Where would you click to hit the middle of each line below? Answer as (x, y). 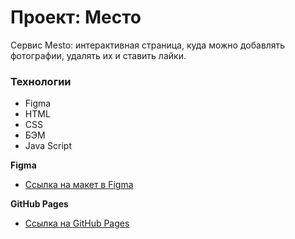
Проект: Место (76, 17)
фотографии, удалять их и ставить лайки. (98, 55)
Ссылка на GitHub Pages (77, 223)
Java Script (48, 146)
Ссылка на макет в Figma (79, 185)
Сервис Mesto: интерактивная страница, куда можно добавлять (148, 45)
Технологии (41, 81)
